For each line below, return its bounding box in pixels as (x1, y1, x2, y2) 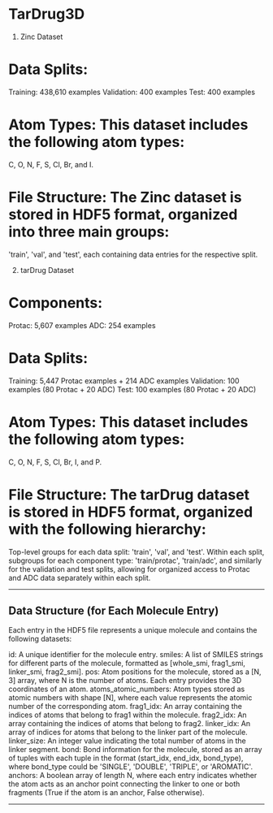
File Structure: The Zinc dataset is (8, 188, 242, 206)
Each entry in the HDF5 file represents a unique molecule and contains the (8, 625, 258, 635)
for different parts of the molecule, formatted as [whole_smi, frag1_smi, (8, 659, 246, 668)
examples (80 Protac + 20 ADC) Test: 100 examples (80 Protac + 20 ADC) (8, 384, 257, 394)
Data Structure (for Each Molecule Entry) (8, 603, 219, 617)
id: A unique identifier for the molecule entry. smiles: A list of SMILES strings (8, 650, 264, 659)
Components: (8, 293, 103, 312)
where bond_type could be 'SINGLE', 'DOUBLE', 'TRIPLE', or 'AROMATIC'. (8, 762, 253, 772)
